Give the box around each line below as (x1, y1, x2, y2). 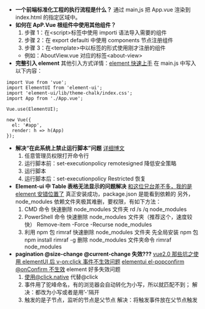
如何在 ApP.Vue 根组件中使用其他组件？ (15, 21, 116, 28)
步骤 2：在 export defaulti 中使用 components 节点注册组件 (24, 37, 173, 43)
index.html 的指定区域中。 (15, 13, 81, 21)
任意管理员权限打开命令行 (24, 152, 89, 159)
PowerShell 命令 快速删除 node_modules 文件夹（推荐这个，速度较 (24, 214, 193, 220)
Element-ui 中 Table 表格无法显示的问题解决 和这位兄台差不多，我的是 (15, 183, 193, 190)
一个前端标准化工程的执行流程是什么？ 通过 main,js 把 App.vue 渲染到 (15, 6, 191, 13)
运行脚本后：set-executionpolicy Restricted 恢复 (24, 175, 146, 182)
